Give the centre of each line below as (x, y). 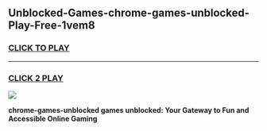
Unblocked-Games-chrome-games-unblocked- (129, 13)
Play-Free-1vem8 (52, 26)
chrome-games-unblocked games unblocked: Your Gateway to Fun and (129, 110)
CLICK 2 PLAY (36, 78)
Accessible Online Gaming (53, 118)
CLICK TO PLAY (39, 48)
